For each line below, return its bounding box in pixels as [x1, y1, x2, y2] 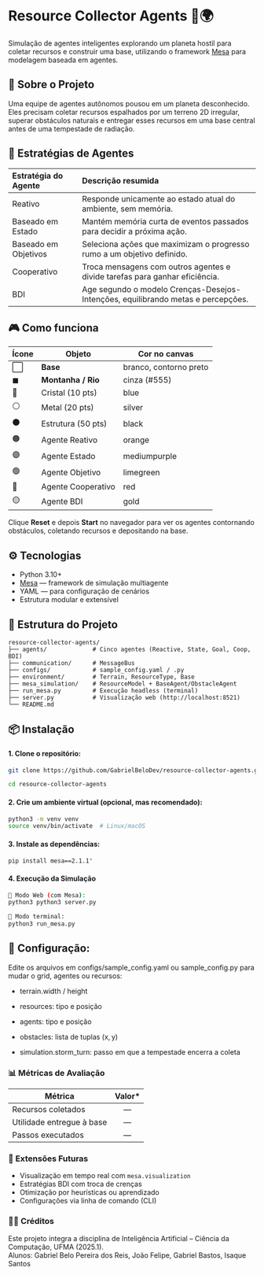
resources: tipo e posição [19, 1001, 102, 1011]
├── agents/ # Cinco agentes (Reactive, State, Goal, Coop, [8, 645, 251, 653]
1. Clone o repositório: [8, 748, 81, 758]
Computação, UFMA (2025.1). [8, 1242, 104, 1251]
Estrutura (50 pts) [41, 418, 108, 429]
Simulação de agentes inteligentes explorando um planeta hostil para [8, 38, 232, 48]
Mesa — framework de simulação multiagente [19, 578, 169, 588]
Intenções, [82, 294, 121, 305]
